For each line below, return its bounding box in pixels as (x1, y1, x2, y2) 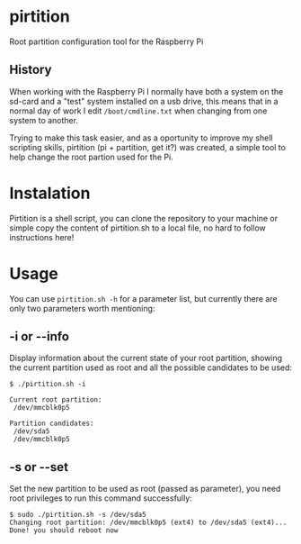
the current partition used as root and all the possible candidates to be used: (9, 362, 293, 373)
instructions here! (9, 231, 75, 242)
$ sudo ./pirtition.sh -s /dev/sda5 (9, 511, 146, 520)
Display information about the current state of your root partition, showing (9, 353, 283, 364)
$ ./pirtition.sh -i (9, 380, 87, 389)
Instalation (9, 183, 91, 204)
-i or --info (9, 329, 70, 344)
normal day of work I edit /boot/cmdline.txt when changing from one (9, 105, 268, 116)
